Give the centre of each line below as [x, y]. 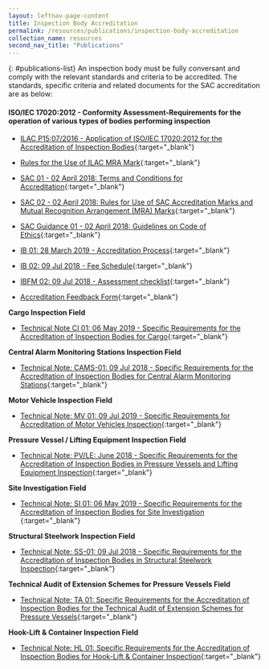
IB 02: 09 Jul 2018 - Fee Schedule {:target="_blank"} [106, 266]
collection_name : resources [55, 38]
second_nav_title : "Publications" [66, 46]
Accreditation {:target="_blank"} [72, 187]
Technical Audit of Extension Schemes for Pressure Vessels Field [120, 584]
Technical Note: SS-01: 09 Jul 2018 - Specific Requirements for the [131, 552]
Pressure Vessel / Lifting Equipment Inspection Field [97, 440]
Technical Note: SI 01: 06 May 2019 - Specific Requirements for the [131, 504]
